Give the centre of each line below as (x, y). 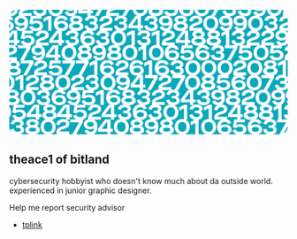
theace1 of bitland (59, 160)
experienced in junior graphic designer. (80, 190)
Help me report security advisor (67, 207)
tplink (32, 224)
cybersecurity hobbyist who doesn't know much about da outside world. (141, 181)
